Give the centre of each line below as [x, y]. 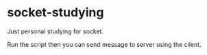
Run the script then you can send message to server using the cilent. [104, 44]
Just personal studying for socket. [56, 31]
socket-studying [56, 13]
